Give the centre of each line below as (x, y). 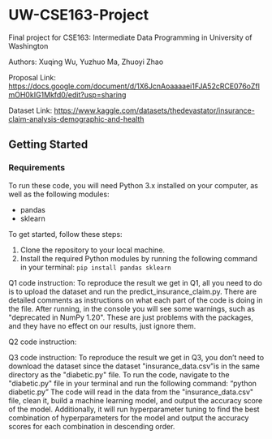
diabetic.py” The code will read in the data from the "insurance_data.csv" (131, 392)
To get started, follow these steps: (66, 234)
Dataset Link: (30, 110)
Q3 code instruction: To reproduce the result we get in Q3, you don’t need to (136, 357)
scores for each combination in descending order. (92, 426)
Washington (28, 45)
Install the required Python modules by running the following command (139, 258)
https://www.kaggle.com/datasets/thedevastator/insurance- (155, 110)
